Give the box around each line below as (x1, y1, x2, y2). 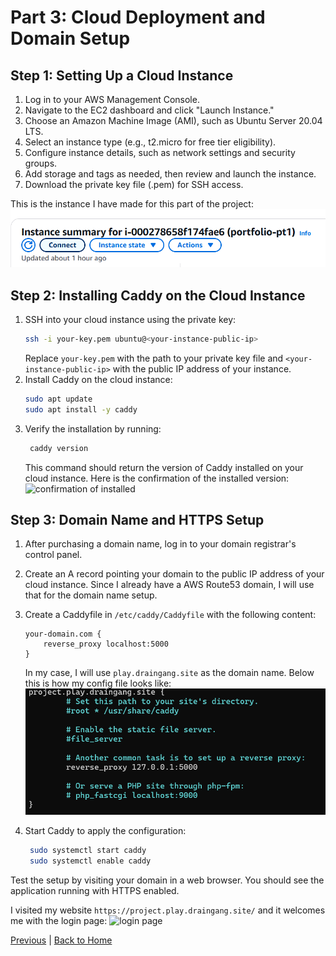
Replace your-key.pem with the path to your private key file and (24, 352, 284, 365)
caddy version (29, 443, 89, 453)
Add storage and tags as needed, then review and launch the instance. (24, 168, 317, 180)
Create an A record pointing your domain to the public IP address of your (24, 568, 325, 580)
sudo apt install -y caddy (24, 404, 138, 415)
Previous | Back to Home (10, 934, 113, 946)
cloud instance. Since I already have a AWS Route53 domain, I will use (24, 579, 315, 591)
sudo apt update (24, 394, 93, 405)
